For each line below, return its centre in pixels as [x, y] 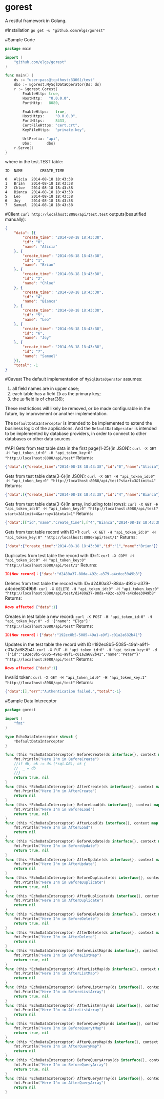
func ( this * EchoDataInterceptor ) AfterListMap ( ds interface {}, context [81, 969]
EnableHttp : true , [41, 94]
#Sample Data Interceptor [31, 701]
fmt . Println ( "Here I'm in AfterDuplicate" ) [59, 901]
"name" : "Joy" [37, 338]
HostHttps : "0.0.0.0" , [50, 116]
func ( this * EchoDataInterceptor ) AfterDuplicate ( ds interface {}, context [83, 896]
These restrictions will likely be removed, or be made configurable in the [78, 409]
